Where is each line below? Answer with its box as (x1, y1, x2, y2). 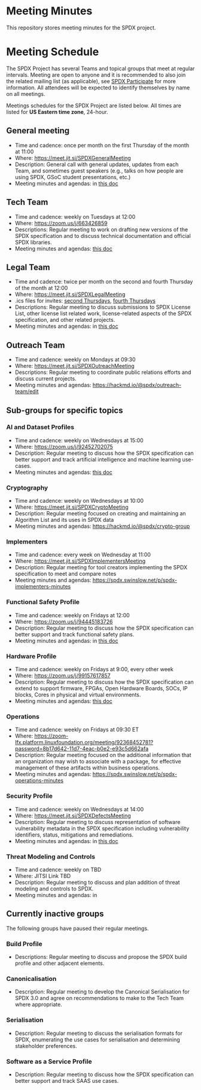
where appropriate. (14, 1001, 63, 1008)
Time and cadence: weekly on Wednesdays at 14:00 (14, 805, 144, 813)
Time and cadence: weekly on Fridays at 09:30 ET (14, 726, 139, 733)
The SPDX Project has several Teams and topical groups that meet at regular (6, 65, 195, 72)
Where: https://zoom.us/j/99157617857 (14, 672, 111, 679)
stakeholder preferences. (14, 1042, 77, 1049)
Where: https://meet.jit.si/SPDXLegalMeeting (14, 291, 126, 298)
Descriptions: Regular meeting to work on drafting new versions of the (14, 226, 188, 233)
